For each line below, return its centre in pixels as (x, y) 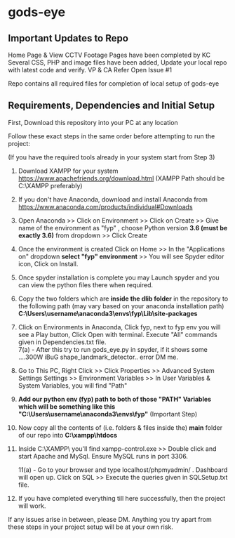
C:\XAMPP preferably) (50, 185)
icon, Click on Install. (48, 263)
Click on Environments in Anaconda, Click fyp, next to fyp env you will (119, 327)
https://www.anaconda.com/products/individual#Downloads (105, 206)
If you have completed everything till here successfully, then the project (122, 498)
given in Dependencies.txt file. (62, 342)
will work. (32, 506)
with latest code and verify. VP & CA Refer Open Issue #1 (90, 70)
